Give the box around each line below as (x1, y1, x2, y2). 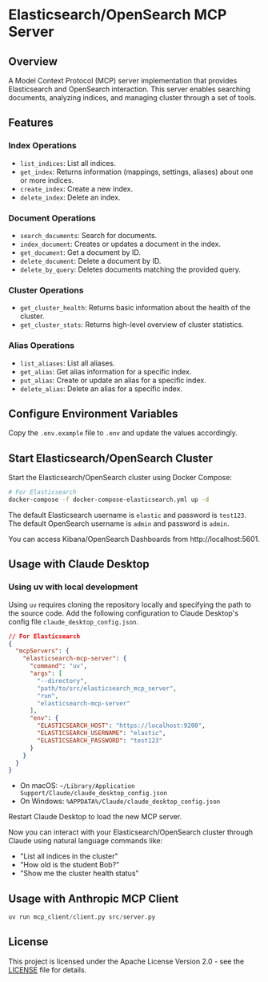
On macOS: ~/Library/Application (19, 781, 135, 790)
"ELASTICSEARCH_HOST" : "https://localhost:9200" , (37, 721, 206, 730)
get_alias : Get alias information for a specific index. (19, 366, 192, 376)
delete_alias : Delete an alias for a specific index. (19, 383, 182, 394)
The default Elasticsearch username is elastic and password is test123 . (8, 510, 246, 519)
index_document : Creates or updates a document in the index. (19, 239, 222, 249)
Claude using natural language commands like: (8, 836, 162, 846)
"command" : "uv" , (29, 662, 88, 670)
